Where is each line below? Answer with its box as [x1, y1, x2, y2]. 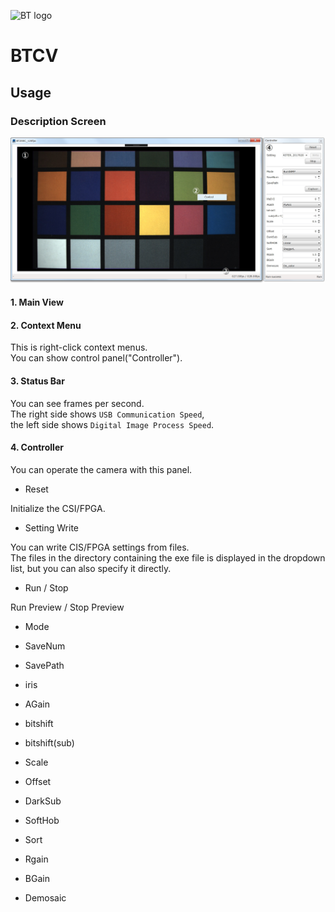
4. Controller [10, 441, 64, 454]
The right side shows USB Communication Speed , [10, 408, 205, 420]
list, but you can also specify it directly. [10, 562, 172, 574]
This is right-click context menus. [10, 341, 148, 354]
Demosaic [24, 891, 67, 904]
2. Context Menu [10, 319, 82, 331]
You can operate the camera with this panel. [10, 463, 193, 475]
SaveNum [24, 640, 66, 652]
